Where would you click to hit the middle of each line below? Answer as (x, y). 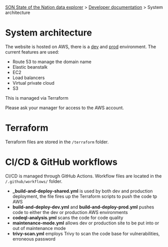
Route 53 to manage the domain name (52, 62)
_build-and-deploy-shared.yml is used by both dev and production (82, 191)
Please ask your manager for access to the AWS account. (65, 108)
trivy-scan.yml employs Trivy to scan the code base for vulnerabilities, (86, 233)
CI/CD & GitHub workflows (61, 162)
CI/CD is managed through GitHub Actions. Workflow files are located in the (83, 176)
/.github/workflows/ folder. (34, 181)
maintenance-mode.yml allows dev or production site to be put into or (86, 223)
